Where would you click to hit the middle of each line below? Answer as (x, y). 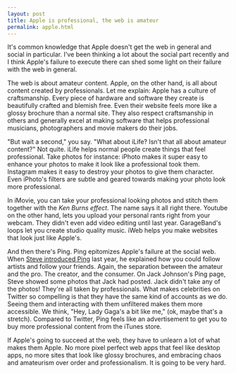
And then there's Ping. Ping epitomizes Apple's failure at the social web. (112, 252)
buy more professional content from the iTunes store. (85, 327)
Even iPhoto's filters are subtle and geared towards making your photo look (117, 179)
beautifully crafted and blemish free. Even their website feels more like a (112, 106)
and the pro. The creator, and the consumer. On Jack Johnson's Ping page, (117, 274)
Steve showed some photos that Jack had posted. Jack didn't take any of (114, 282)
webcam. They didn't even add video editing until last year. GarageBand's (114, 223)
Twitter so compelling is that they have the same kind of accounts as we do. (117, 296)
